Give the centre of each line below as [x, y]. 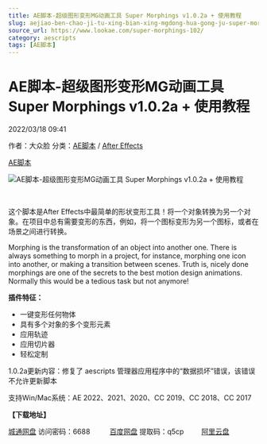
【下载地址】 [29, 415]
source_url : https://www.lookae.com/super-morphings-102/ [106, 30]
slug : [17, 23]
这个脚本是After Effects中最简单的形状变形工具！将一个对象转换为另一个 [126, 212]
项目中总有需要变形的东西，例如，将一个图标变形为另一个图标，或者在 [144, 222]
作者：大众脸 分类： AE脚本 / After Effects [75, 146]
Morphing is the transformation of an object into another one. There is [122, 248]
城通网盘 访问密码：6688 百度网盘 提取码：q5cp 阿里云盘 [119, 432]
